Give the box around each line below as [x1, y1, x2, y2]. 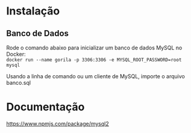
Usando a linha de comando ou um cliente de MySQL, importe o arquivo [6, 73, 185, 79]
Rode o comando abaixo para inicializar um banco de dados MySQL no [6, 44, 183, 51]
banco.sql [6, 79, 31, 86]
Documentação [6, 101, 85, 114]
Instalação [6, 4, 60, 18]
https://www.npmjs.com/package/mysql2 [6, 120, 110, 127]
